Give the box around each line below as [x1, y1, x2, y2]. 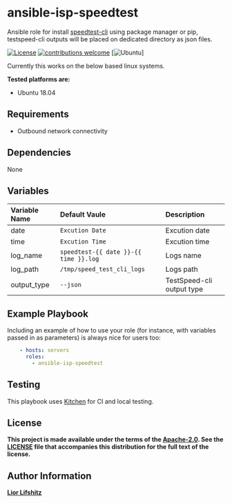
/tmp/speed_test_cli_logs [59, 266, 145, 273]
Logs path [165, 264, 198, 274]
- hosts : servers [19, 347, 70, 354]
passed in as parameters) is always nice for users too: [7, 333, 161, 342]
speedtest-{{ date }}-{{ [59, 248, 142, 256]
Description [165, 210, 205, 219]
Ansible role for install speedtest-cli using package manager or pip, [7, 28, 198, 36]
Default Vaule [59, 210, 106, 219]
